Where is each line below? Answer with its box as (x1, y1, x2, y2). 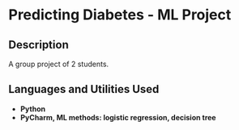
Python (19, 103, 46, 114)
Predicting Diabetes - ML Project (8, 6, 232, 24)
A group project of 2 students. (8, 59, 109, 69)
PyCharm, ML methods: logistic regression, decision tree (19, 112, 216, 122)
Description (8, 38, 69, 52)
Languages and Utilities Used (8, 82, 160, 96)
